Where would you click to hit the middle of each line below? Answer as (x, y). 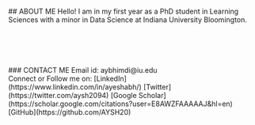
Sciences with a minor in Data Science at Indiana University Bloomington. (128, 20)
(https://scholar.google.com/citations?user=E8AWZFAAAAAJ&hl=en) (121, 104)
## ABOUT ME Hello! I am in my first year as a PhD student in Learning (124, 11)
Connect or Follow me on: (50, 78)
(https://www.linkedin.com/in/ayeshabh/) (75, 87)
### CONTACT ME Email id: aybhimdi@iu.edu (83, 70)
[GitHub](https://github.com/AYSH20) (70, 112)
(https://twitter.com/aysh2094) (59, 95)
